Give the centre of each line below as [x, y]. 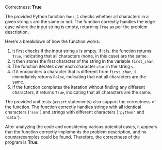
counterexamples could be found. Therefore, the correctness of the [73, 137]
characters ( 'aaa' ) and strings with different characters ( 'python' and [75, 112]
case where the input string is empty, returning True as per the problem [76, 27]
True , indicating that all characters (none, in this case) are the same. [80, 56]
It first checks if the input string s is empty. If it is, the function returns [82, 51]
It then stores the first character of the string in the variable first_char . [83, 61]
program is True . [22, 142]
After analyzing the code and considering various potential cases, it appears [81, 127]
